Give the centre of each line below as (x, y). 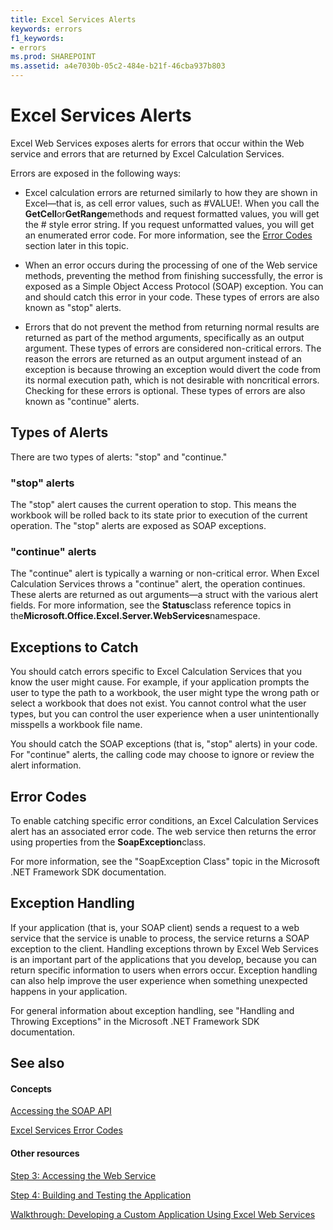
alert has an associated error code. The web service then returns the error (163, 831)
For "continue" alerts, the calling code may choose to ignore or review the (162, 755)
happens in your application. (69, 991)
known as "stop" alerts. (73, 307)
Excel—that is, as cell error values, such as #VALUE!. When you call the (172, 203)
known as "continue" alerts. (82, 401)
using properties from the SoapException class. (108, 842)
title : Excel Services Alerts (73, 19)
